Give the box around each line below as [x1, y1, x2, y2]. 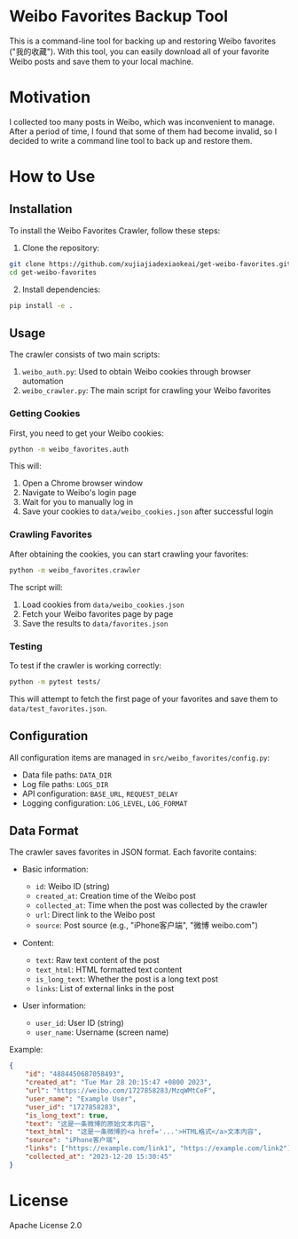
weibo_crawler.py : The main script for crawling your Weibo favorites [21, 385, 271, 396]
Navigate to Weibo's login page [21, 487, 137, 498]
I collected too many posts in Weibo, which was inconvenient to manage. [9, 116, 275, 127]
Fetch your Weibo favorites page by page [21, 608, 174, 619]
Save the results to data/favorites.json [21, 618, 169, 628]
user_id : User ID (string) [35, 1018, 124, 1029]
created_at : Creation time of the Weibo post [35, 890, 197, 902]
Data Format [9, 824, 79, 839]
